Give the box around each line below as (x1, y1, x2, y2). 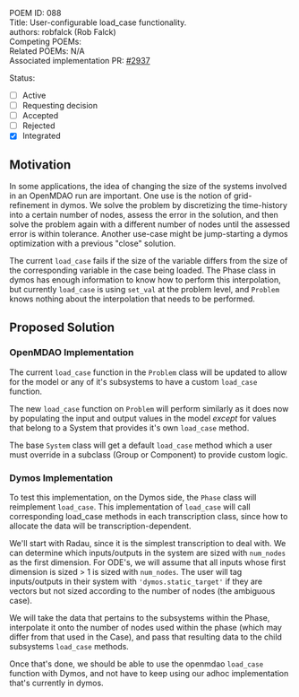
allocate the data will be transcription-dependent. (9, 520, 192, 532)
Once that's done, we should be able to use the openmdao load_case (9, 658, 264, 669)
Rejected (21, 120, 56, 131)
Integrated (21, 130, 61, 142)
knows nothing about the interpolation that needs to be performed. (9, 293, 255, 304)
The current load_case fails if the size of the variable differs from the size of (9, 256, 288, 266)
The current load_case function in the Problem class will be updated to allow (9, 367, 288, 378)
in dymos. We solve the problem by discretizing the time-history (51, 200, 288, 211)
